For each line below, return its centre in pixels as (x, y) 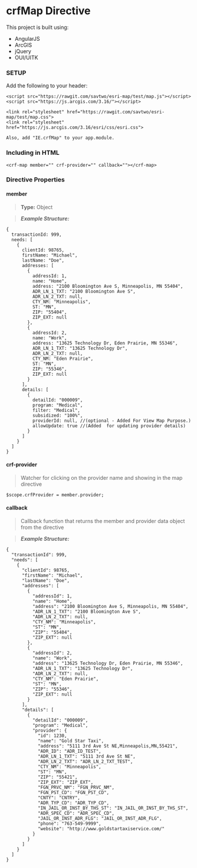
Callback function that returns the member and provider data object (103, 521)
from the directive (42, 528)
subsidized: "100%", (58, 415)
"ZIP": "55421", (58, 777)
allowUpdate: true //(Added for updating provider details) (109, 426)
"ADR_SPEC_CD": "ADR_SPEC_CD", (76, 814)
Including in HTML (33, 153)
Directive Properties (35, 180)
